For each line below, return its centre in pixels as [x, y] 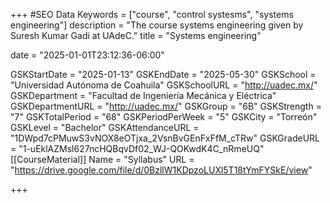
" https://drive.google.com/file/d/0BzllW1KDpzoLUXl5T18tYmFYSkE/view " [161, 170]
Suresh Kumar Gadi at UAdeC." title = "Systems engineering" [136, 35]
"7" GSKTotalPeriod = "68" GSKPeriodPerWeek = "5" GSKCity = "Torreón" [164, 117]
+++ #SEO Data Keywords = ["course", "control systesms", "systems [152, 14]
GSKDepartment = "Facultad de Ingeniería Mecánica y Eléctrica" [143, 95]
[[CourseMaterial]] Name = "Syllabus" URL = [102, 159]
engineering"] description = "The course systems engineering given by [157, 25]
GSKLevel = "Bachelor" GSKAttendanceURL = [105, 127]
